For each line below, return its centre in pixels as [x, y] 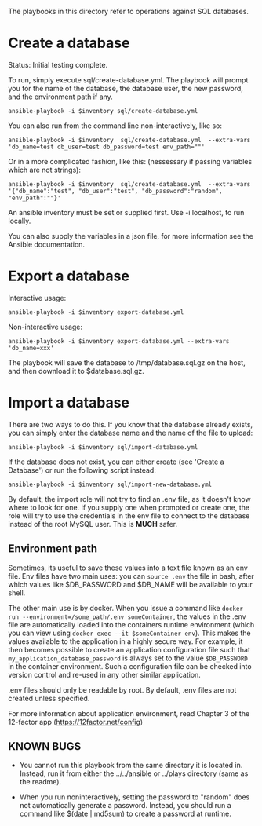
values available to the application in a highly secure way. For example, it [126, 641]
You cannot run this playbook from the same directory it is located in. [131, 766]
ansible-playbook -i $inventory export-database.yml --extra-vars [119, 341]
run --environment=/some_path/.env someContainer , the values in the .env [127, 616]
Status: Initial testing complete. [58, 64]
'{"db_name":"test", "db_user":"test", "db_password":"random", [115, 191]
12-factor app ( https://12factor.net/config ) [76, 722]
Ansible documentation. [46, 244]
